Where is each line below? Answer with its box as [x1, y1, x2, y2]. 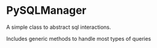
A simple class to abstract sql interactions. [6, 23, 111, 31]
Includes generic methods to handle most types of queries [6, 35, 152, 42]
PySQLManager [6, 4, 87, 17]
